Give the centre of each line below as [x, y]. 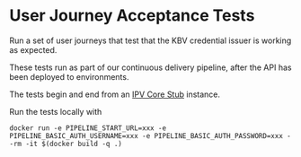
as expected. [33, 49]
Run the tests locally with [56, 111]
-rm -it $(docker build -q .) [66, 144]
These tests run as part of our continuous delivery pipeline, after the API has [150, 67]
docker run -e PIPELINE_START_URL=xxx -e [88, 128]
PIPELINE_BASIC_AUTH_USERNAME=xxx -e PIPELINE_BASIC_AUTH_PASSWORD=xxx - [150, 135]
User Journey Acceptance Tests [132, 16]
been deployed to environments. [69, 76]
